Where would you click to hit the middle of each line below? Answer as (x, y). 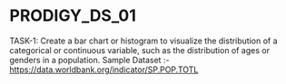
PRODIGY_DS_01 (73, 16)
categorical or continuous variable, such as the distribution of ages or (140, 50)
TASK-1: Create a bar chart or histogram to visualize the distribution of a (144, 41)
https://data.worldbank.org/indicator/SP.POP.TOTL (104, 70)
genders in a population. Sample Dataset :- (89, 60)
